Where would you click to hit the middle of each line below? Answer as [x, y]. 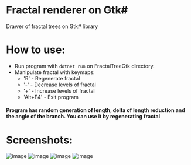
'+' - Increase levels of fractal [59, 90]
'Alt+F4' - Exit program [51, 97]
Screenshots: [40, 140]
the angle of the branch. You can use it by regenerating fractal [83, 117]
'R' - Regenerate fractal [52, 78]
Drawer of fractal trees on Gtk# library [52, 26]
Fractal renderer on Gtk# [67, 10]
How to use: [36, 50]
